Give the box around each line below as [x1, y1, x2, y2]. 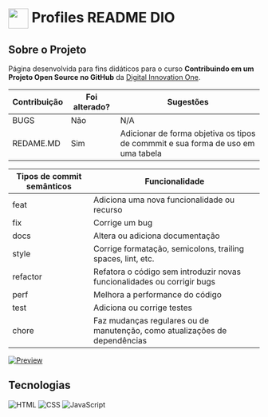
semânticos [26, 181, 72, 192]
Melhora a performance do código [93, 289, 222, 300]
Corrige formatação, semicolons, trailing [93, 244, 245, 254]
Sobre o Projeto [8, 42, 87, 56]
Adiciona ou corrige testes [93, 302, 193, 313]
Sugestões [167, 97, 209, 107]
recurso [93, 205, 123, 215]
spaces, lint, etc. [93, 253, 155, 264]
